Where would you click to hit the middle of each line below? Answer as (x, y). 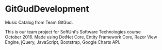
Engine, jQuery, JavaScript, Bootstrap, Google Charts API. (63, 42)
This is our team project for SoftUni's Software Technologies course (73, 32)
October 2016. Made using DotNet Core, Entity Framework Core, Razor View (81, 37)
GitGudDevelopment (47, 9)
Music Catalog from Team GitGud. (39, 22)
